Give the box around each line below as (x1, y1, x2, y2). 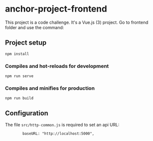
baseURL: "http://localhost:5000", (22, 131, 95, 136)
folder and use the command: (5, 24, 64, 30)
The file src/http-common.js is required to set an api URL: (5, 122, 120, 128)
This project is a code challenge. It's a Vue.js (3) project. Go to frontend (5, 19, 149, 25)
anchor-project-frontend (5, 3, 107, 15)
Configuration (5, 109, 49, 117)
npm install (5, 51, 29, 56)
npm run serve (5, 74, 34, 78)
